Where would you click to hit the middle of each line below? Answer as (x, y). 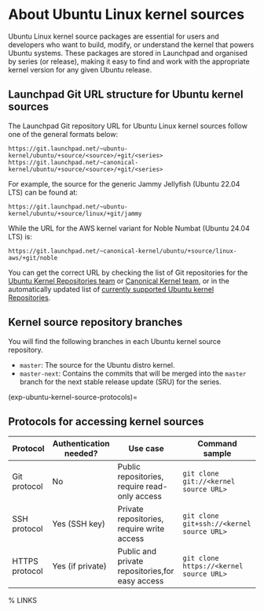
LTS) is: (20, 236)
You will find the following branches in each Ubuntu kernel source (115, 341)
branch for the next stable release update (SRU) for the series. (120, 381)
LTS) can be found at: (43, 192)
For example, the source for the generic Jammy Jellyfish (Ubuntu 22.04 (124, 183)
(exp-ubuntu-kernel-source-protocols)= (73, 397)
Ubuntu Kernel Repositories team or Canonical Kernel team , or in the (119, 280)
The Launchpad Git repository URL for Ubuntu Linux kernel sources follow (128, 126)
